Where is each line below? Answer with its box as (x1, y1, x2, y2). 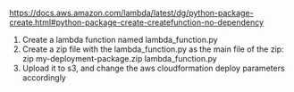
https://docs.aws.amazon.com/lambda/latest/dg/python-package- (9, 8, 254, 18)
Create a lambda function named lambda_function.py (21, 35, 218, 45)
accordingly (21, 72, 67, 83)
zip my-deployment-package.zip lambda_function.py (21, 54, 217, 63)
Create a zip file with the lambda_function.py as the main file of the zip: (21, 44, 284, 54)
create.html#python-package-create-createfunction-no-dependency (9, 17, 265, 28)
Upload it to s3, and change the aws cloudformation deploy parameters (21, 63, 285, 73)
